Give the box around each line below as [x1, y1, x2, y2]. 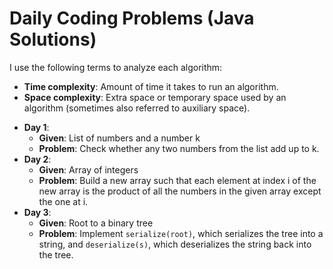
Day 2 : [23, 153, 52, 165]
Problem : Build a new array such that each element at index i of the [38, 174, 317, 186]
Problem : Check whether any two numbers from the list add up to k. [38, 142, 320, 154]
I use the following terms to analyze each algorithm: [9, 61, 223, 73]
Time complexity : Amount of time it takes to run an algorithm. [23, 80, 279, 92]
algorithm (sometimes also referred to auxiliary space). [23, 102, 251, 114]
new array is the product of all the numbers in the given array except [38, 185, 322, 197]
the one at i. [38, 195, 89, 207]
